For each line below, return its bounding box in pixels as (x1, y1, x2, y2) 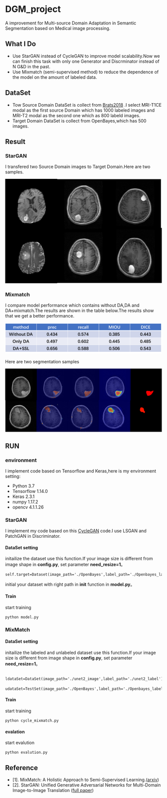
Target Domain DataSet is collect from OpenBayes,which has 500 (12, 118, 147, 124)
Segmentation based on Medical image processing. (5, 25, 111, 31)
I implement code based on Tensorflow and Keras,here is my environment (5, 468, 157, 474)
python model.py (5, 615, 39, 620)
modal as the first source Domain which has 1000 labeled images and (12, 107, 155, 113)
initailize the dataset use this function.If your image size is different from (5, 556, 153, 562)
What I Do (5, 40, 36, 48)
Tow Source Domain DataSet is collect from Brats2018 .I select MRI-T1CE (12, 102, 162, 108)
